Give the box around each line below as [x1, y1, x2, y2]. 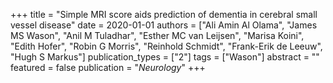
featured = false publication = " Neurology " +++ [10, 62, 206, 73]
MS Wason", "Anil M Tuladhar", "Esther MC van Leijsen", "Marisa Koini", [10, 30, 305, 41]
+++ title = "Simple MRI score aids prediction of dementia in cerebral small [10, 9, 318, 20]
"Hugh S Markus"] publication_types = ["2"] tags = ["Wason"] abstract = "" [10, 51, 320, 63]
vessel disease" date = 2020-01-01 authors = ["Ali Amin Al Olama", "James [10, 19, 318, 31]
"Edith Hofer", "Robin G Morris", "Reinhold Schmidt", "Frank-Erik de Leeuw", [10, 40, 323, 52]
